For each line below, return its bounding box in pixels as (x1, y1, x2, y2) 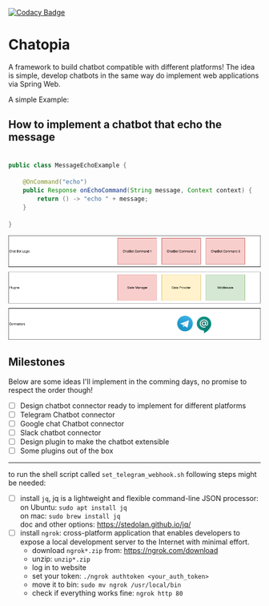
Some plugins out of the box (19, 446, 114, 455)
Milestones (8, 355, 66, 369)
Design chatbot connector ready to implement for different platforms (19, 401, 247, 410)
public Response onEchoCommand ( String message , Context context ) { (22, 187, 252, 195)
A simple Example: (8, 95, 70, 104)
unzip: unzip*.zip (31, 554, 90, 564)
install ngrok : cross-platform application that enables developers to (19, 528, 240, 537)
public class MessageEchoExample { (8, 161, 127, 169)
